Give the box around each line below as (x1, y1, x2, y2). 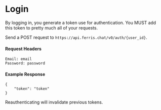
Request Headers (5, 46, 42, 52)
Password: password (5, 61, 45, 66)
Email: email (5, 56, 32, 62)
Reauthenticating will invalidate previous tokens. (5, 99, 103, 105)
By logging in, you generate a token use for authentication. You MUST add (5, 20, 157, 26)
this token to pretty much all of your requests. (5, 25, 98, 30)
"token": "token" (14, 86, 50, 91)
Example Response (5, 71, 45, 77)
